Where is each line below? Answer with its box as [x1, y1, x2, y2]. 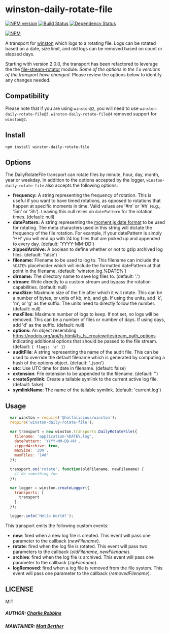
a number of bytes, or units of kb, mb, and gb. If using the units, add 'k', [12, 295, 163, 301]
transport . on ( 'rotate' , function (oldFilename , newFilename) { [10, 467, 144, 472]
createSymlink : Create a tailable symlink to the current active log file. [12, 376, 158, 382]
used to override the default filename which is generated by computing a [12, 355, 165, 361]
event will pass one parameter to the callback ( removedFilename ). [12, 570, 151, 576]
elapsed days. [5, 51, 35, 57]
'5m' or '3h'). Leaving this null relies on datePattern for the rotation [12, 209, 153, 215]
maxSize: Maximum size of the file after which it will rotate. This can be [12, 290, 162, 296]
